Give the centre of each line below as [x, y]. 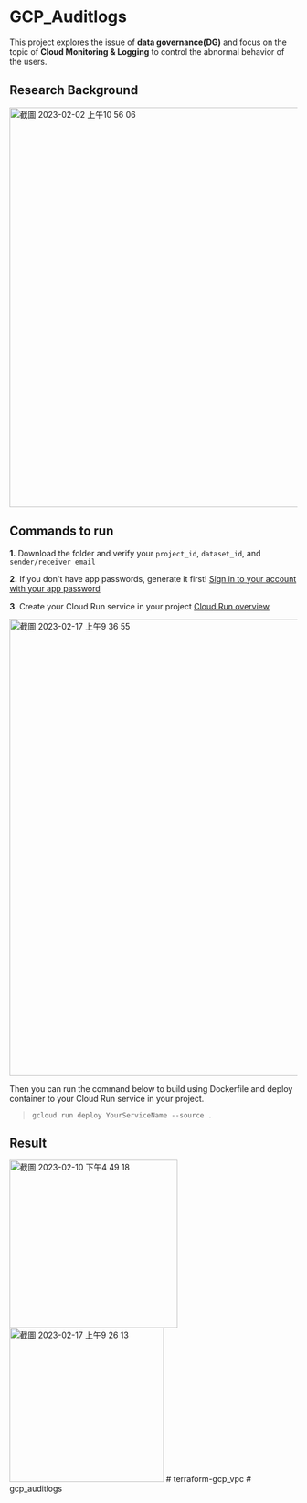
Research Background [74, 90]
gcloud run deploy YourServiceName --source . [122, 1115]
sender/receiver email [53, 562]
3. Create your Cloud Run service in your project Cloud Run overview [139, 606]
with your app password [55, 588]
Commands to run [62, 531]
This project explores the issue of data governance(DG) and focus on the [148, 42]
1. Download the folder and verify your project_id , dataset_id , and [135, 553]
